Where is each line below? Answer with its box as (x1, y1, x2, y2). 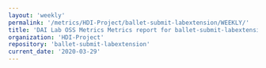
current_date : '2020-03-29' (8, 48, 101, 55)
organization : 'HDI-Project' (8, 33, 104, 41)
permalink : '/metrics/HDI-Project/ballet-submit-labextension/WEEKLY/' (8, 19, 249, 27)
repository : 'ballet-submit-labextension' (8, 41, 150, 48)
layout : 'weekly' (8, 11, 66, 20)
